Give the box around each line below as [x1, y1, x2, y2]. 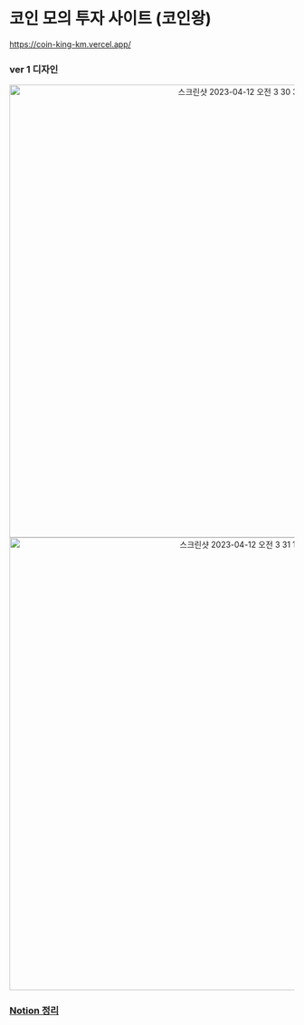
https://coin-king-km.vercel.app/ [9, 38, 131, 50]
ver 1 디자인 [9, 62, 59, 75]
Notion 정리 [9, 1004, 60, 1017]
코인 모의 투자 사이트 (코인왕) [9, 8, 212, 29]
